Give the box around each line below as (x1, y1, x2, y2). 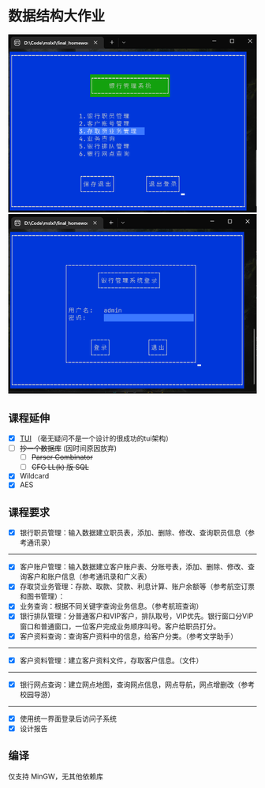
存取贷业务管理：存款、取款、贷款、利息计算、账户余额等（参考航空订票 (19, 582, 255, 591)
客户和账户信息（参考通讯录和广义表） (26, 572, 151, 581)
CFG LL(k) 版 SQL (31, 463, 89, 472)
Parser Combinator (31, 452, 93, 462)
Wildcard (19, 471, 50, 481)
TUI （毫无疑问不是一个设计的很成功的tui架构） (19, 433, 174, 443)
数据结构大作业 (8, 7, 106, 25)
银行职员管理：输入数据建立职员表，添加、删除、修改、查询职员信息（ (19, 528, 248, 538)
